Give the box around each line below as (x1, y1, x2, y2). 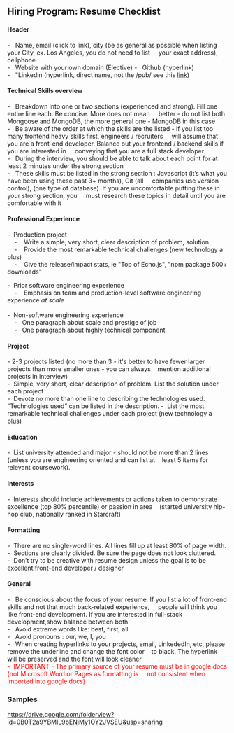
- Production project (7, 230, 68, 239)
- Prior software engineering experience (7, 281, 124, 289)
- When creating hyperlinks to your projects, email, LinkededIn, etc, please (7, 640, 226, 648)
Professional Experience (7, 215, 80, 223)
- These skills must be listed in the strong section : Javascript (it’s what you (7, 169, 228, 177)
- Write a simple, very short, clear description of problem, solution (13, 238, 210, 246)
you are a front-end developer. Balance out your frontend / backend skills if (7, 139, 224, 148)
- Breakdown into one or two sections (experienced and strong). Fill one (7, 102, 218, 111)
